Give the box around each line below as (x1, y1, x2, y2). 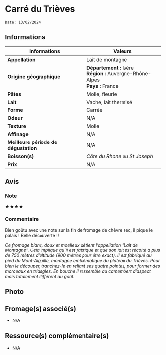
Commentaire (5, 216, 39, 223)
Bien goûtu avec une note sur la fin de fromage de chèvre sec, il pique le (5, 227, 153, 233)
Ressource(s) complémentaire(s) (5, 332, 109, 340)
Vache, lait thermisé (86, 99, 132, 106)
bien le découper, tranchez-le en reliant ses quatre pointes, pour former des (5, 263, 160, 269)
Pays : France (86, 82, 119, 89)
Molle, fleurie (86, 90, 117, 97)
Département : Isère (86, 64, 134, 71)
